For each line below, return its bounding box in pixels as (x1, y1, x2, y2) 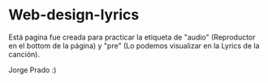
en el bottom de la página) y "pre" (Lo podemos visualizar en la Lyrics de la (8, 40, 260, 50)
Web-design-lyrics (8, 6, 140, 24)
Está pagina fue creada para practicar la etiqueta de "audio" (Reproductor (8, 32, 256, 42)
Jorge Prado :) (8, 64, 57, 74)
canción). (8, 49, 41, 59)
